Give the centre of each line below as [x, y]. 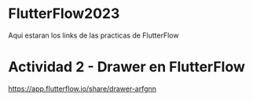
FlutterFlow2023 [64, 14]
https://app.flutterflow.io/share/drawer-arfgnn [82, 88]
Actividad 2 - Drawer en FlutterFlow [127, 67]
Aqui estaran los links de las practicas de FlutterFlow [93, 35]
